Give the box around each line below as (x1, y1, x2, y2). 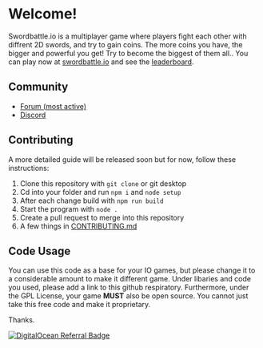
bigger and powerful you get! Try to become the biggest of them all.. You (8, 48, 249, 58)
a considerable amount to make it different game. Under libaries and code (8, 274, 252, 284)
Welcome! (8, 5, 78, 23)
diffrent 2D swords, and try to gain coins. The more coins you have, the (8, 39, 243, 49)
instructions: (8, 163, 50, 172)
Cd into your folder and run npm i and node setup (19, 187, 181, 196)
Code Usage (8, 244, 71, 257)
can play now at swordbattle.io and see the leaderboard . (8, 57, 194, 67)
